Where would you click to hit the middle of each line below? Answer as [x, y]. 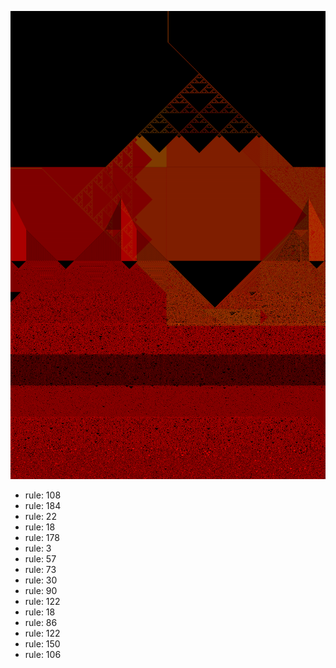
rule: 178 [42, 538]
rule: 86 [41, 623]
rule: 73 [40, 570]
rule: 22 [40, 517]
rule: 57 [40, 559]
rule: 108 [43, 495]
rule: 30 [41, 580]
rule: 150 [42, 644]
